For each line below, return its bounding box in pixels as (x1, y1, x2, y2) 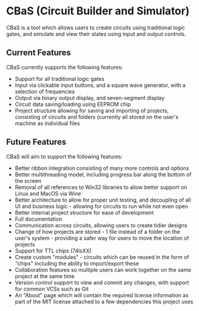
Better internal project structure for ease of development (14, 209, 154, 216)
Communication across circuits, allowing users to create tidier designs (14, 221, 188, 228)
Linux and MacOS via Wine (14, 190, 82, 197)
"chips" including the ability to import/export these (14, 260, 139, 267)
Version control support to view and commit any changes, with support (14, 279, 189, 286)
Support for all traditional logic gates (14, 75, 105, 82)
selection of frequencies (14, 88, 75, 95)
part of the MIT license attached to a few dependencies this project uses (14, 298, 194, 305)
